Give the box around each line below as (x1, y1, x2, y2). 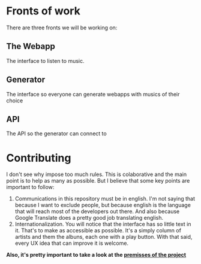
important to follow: (6, 184, 55, 191)
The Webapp (6, 41, 55, 51)
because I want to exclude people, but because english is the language (14, 202, 191, 209)
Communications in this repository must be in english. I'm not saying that (14, 195, 196, 202)
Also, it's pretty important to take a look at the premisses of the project (6, 251, 187, 259)
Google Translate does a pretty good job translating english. (14, 214, 164, 221)
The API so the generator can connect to (6, 130, 107, 137)
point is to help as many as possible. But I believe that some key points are (6, 177, 190, 184)
